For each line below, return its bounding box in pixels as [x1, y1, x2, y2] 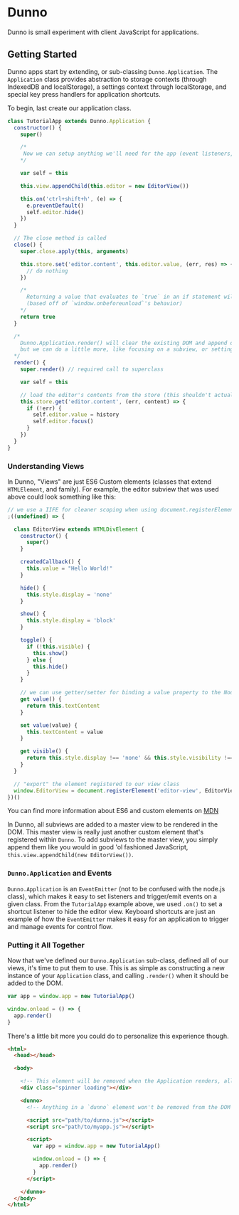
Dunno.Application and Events [7, 869, 112, 879]
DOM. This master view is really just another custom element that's [7, 828, 204, 837]
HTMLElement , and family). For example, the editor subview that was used [7, 484, 219, 493]
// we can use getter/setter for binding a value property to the [20, 689, 221, 696]
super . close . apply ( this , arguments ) [20, 248, 129, 255]
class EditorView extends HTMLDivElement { [14, 526, 144, 533]
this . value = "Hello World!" [26, 565, 113, 573]
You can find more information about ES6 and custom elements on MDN [7, 807, 219, 815]
